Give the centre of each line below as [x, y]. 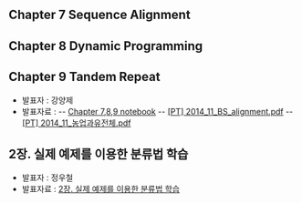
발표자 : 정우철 [47, 178]
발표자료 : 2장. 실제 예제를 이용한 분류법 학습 [100, 189]
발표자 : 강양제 [47, 100]
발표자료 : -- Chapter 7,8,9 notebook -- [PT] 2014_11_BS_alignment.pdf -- [157, 111]
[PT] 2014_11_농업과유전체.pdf [76, 123]
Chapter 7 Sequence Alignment [99, 15]
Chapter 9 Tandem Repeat [84, 77]
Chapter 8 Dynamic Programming [106, 46]
